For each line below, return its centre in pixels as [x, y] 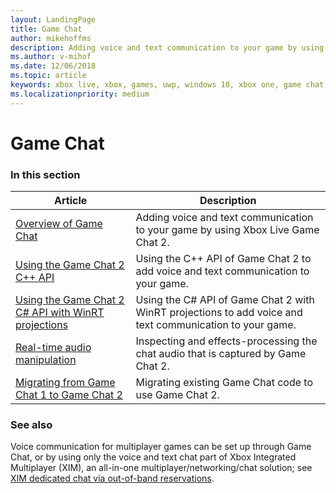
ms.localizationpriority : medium [80, 94]
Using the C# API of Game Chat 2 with [225, 300]
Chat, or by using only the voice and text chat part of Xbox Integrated [153, 457]
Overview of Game [59, 224]
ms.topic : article [48, 76]
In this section [45, 174]
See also [31, 425]
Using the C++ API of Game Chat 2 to [223, 259]
